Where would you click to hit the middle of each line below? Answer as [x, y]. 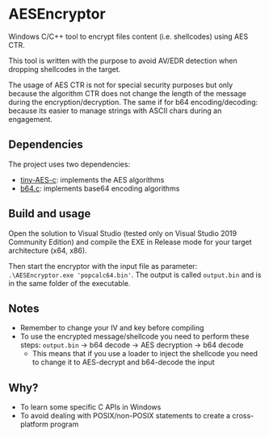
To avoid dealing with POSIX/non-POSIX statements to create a [125, 416]
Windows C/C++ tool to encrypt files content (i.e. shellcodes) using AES [128, 36]
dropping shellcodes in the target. [65, 69]
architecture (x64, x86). [48, 250]
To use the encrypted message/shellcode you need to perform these [134, 337]
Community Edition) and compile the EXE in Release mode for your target [130, 242]
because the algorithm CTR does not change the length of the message [127, 93]
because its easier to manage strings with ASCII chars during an [115, 111]
